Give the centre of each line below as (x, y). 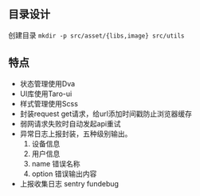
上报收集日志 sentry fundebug (69, 183)
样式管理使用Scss (49, 103)
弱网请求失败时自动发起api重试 (70, 123)
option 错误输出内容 (64, 174)
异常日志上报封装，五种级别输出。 (76, 134)
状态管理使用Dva (47, 83)
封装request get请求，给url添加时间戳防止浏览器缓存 (106, 114)
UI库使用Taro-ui (46, 94)
